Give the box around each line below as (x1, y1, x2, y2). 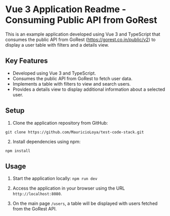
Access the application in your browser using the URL (12, 185, 125, 191)
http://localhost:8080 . (12, 191, 62, 197)
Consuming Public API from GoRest (5, 14, 157, 26)
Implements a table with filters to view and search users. (12, 81, 131, 87)
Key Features (5, 57, 48, 65)
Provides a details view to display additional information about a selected (12, 86, 165, 92)
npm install (5, 148, 30, 153)
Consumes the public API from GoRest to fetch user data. (12, 75, 133, 82)
